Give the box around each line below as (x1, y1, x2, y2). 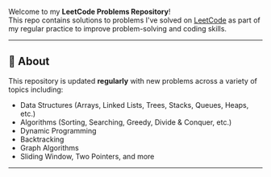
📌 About (8, 55, 50, 68)
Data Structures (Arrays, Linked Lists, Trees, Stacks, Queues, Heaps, (19, 100, 249, 109)
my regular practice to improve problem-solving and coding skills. (8, 24, 227, 33)
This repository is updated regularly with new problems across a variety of (8, 76, 258, 85)
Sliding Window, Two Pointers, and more (19, 151, 155, 161)
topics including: (8, 84, 64, 94)
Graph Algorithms (19, 142, 79, 152)
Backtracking (19, 134, 65, 144)
